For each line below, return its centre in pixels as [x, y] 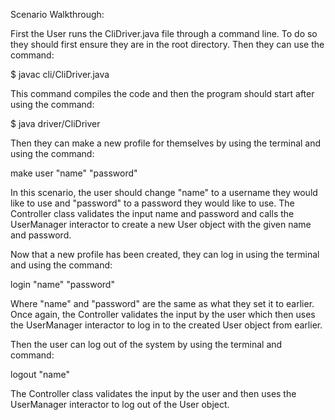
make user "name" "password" [74, 173]
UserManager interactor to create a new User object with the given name [161, 224]
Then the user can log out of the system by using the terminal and [146, 344]
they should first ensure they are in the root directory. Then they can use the [167, 44]
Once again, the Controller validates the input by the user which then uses [163, 314]
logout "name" [40, 374]
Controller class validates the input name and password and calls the [152, 213]
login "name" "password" [62, 284]
